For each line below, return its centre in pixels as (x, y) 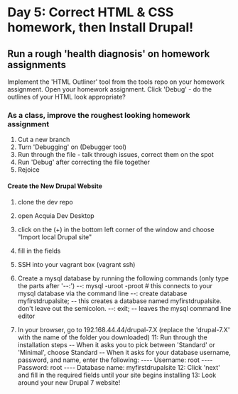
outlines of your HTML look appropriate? (66, 97)
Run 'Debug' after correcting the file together (84, 162)
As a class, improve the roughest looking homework (99, 115)
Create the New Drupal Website (55, 186)
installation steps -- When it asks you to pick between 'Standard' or (116, 344)
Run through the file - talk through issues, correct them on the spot (116, 155)
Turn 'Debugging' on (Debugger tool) (72, 147)
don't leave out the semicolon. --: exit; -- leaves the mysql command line (124, 308)
